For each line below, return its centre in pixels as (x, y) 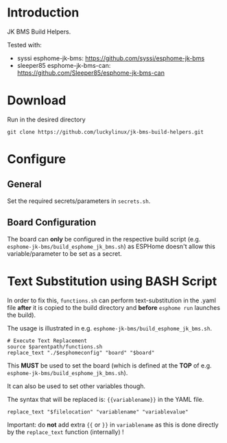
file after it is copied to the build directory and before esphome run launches (114, 307)
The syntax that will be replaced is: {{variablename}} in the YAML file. (106, 399)
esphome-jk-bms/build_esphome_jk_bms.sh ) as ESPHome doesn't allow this (111, 246)
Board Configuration (52, 223)
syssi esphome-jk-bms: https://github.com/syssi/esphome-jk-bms (111, 58)
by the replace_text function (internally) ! (65, 432)
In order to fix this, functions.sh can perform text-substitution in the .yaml (111, 300)
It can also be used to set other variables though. (76, 386)
